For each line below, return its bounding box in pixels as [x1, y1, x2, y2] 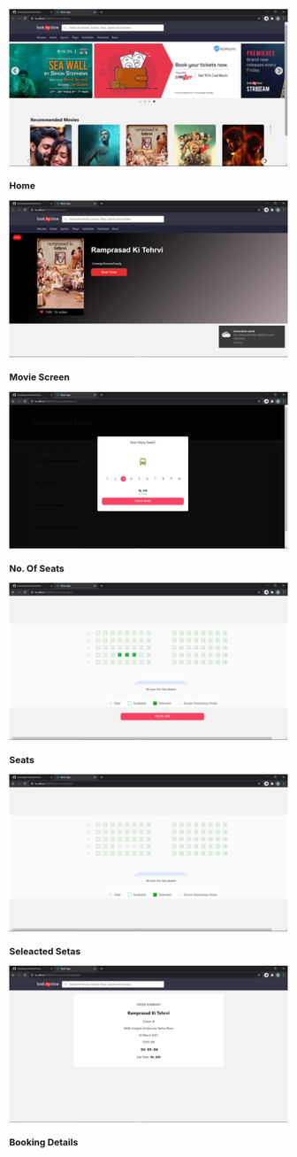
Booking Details [9, 1137, 79, 1149]
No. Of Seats [9, 562, 65, 575]
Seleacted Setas [9, 945, 81, 957]
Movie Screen [9, 371, 71, 383]
